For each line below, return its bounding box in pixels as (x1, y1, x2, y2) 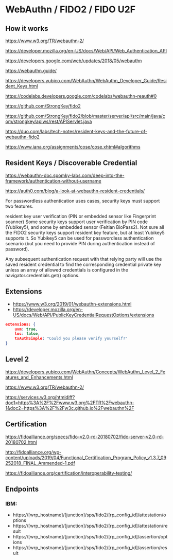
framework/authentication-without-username (5, 177, 101, 184)
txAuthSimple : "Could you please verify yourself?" (14, 336, 128, 341)
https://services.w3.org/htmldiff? (5, 394, 75, 400)
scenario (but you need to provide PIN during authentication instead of (5, 240, 155, 246)
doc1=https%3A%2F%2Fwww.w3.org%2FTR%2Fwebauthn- (5, 400, 135, 406)
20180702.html (5, 439, 37, 445)
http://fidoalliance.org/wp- (5, 449, 62, 455)
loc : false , (14, 331, 40, 336)
